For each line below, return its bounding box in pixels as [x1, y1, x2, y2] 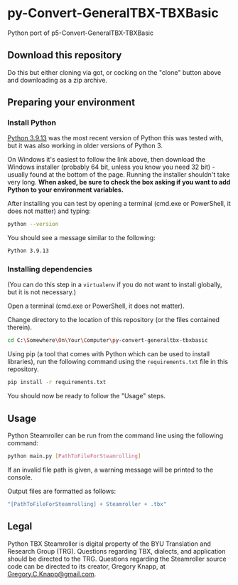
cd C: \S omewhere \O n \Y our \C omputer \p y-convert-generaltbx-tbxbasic [7, 337, 208, 344]
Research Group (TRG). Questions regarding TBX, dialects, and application [7, 547, 226, 555]
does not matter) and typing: [7, 207, 91, 215]
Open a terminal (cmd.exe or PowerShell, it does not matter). [7, 301, 185, 311]
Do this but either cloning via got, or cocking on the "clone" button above [7, 68, 222, 76]
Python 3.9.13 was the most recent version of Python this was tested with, [7, 134, 224, 143]
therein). [7, 323, 33, 332]
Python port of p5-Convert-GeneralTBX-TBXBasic [7, 29, 154, 37]
